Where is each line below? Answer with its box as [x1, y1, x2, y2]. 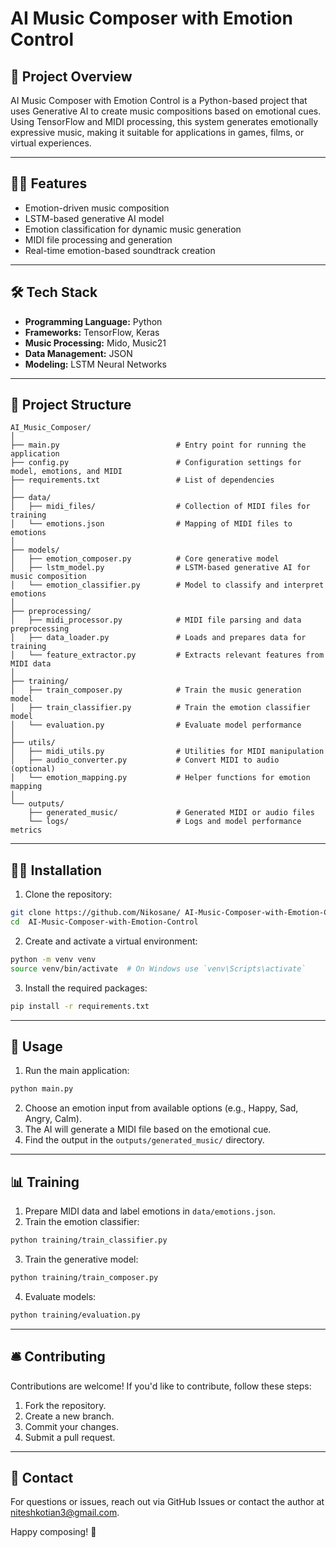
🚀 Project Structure [10, 397, 132, 414]
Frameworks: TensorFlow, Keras [24, 326, 160, 338]
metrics [10, 825, 43, 836]
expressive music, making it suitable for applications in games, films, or [10, 127, 305, 138]
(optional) [10, 764, 56, 774]
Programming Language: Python [24, 315, 163, 327]
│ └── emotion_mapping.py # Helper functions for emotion [10, 773, 311, 783]
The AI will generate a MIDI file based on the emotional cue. [24, 1123, 272, 1136]
